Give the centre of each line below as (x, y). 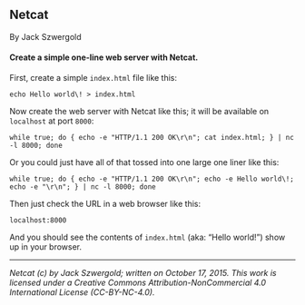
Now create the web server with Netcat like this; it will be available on (139, 112)
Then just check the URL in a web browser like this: (105, 204)
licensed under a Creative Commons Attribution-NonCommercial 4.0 (138, 283)
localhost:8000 (38, 221)
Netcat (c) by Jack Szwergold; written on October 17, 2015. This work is (143, 273)
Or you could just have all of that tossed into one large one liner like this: (144, 162)
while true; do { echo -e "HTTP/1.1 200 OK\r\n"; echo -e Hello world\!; (152, 179)
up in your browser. (46, 247)
